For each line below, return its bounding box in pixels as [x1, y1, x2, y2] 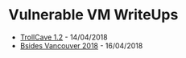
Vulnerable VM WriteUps [8, 6, 179, 24]
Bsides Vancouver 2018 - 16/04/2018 [19, 40, 143, 50]
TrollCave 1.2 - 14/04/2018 [19, 32, 108, 42]
